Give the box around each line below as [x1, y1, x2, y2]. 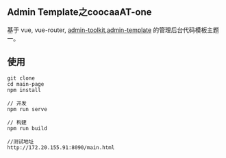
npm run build [7, 125, 48, 131]
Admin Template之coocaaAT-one [7, 6, 152, 18]
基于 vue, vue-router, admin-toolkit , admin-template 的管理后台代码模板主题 [7, 26, 219, 34]
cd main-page [7, 80, 45, 87]
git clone [7, 74, 36, 82]
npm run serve [7, 106, 48, 112]
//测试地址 [7, 138, 34, 145]
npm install [7, 86, 41, 93]
